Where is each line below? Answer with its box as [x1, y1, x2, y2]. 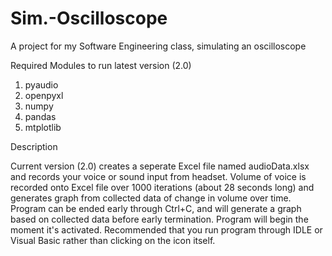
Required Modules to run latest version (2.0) [10, 59, 192, 71]
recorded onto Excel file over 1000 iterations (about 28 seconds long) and [10, 181, 315, 193]
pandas [24, 110, 57, 122]
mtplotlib [24, 121, 62, 133]
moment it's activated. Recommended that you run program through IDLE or [10, 223, 323, 236]
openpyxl [24, 89, 64, 101]
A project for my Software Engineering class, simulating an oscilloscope [10, 40, 307, 52]
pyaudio [24, 78, 59, 91]
